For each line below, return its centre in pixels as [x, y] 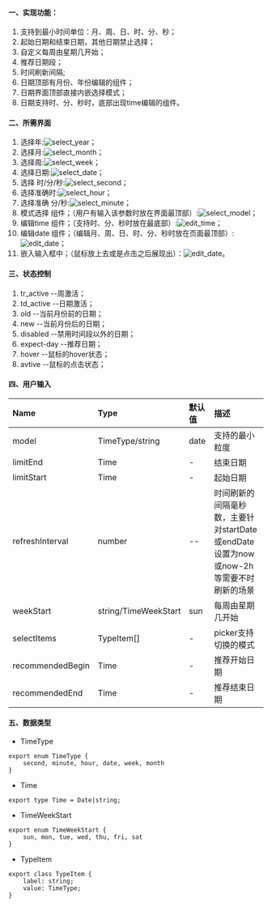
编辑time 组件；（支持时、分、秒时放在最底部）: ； [121, 224]
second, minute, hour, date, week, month [93, 764]
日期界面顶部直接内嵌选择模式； [73, 92]
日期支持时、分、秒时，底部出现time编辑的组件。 [102, 103]
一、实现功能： [33, 12]
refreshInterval [40, 541]
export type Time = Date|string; [65, 801]
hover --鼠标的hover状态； [65, 354]
